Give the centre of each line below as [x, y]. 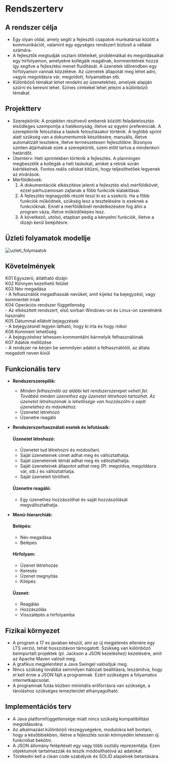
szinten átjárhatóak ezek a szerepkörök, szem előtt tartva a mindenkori [86, 147]
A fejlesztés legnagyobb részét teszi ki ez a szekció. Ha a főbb [85, 196]
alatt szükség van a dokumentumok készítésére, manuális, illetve [80, 137]
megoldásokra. [28, 724]
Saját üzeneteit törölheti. [45, 477]
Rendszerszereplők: [34, 381]
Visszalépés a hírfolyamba [47, 615]
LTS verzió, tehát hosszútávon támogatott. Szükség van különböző [81, 648]
